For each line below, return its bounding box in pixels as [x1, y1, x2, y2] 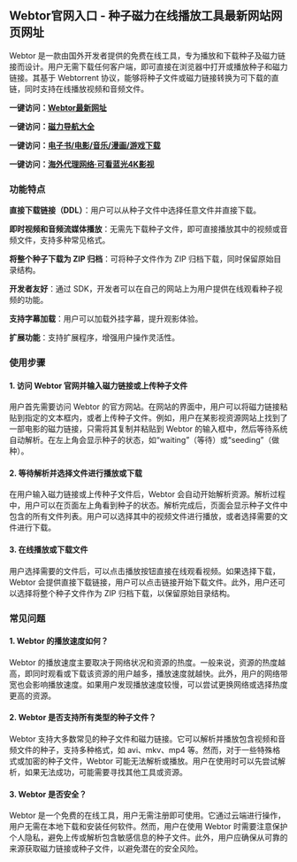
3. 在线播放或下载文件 [9, 544, 88, 555]
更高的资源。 [9, 690, 56, 701]
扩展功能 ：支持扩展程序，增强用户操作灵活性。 [9, 332, 179, 343]
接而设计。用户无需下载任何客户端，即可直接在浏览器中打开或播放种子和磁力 [9, 61, 288, 72]
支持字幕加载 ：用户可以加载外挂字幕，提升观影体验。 [9, 314, 203, 324]
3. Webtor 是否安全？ [9, 788, 87, 799]
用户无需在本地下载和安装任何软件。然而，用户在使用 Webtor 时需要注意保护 [9, 821, 288, 832]
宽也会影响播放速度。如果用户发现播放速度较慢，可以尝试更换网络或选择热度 [9, 679, 288, 689]
